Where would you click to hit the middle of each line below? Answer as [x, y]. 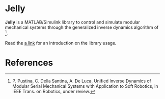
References [29, 62]
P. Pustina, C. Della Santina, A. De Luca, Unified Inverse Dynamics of [82, 81]
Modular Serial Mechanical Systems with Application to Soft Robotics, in [85, 86]
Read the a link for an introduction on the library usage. [61, 43]
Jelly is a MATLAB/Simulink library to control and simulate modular [73, 22]
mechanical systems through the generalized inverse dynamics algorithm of [82, 27]
